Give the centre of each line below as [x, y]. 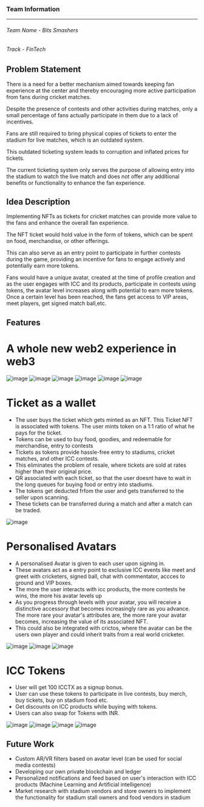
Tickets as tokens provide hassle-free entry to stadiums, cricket [95, 452]
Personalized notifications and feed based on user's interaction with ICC [106, 778]
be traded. [28, 510]
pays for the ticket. [39, 433]
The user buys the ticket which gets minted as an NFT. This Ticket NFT [104, 420]
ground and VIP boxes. [44, 583]
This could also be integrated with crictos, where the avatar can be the [104, 628]
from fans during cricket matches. [49, 97]
